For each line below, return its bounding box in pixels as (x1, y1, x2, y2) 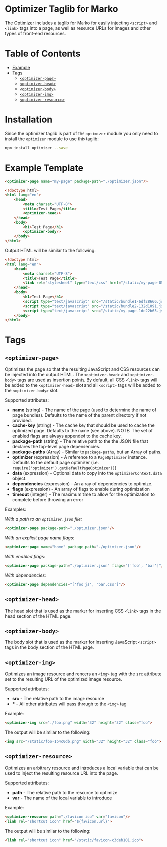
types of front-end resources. (5, 30, 66, 36)
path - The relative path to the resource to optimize (12, 789, 118, 795)
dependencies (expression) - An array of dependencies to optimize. (12, 481, 153, 487)
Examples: (5, 506, 26, 512)
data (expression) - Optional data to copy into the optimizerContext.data (12, 470, 162, 476)
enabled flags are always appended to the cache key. (12, 433, 122, 439)
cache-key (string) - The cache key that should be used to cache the (12, 423, 155, 428)
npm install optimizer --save (5, 145, 68, 150)
